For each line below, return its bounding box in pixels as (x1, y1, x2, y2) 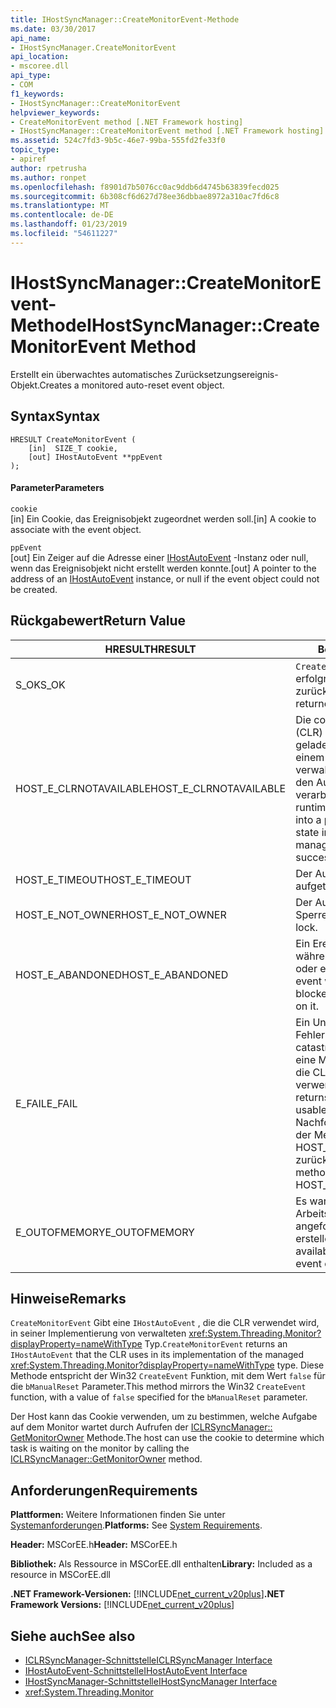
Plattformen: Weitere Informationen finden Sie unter (10, 1509, 226, 1521)
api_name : (10, 33, 52, 43)
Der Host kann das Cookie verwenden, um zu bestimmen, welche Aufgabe (10, 1411, 318, 1423)
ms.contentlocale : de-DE (10, 210, 114, 220)
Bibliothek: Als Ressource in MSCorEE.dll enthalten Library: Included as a (10, 1558, 313, 1570)
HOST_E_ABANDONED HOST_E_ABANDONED (15, 967, 229, 981)
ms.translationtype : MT (10, 201, 110, 211)
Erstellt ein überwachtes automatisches (10, 368, 173, 380)
